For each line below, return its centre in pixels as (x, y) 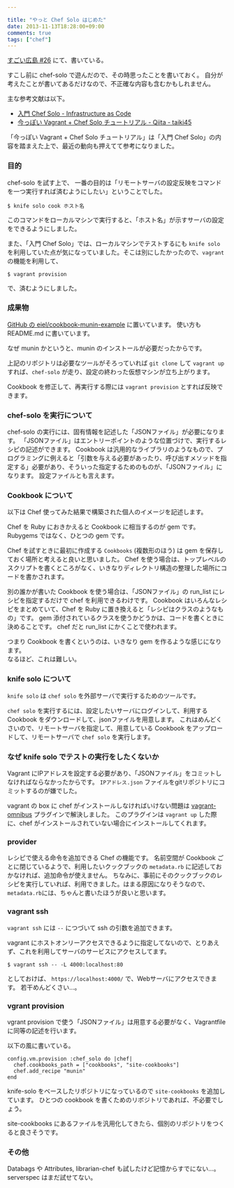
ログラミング (25, 458)
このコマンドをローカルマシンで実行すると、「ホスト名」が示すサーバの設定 (116, 220)
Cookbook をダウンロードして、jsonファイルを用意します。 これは (103, 719)
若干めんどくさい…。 (51, 987)
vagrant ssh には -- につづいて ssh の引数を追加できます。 (92, 927)
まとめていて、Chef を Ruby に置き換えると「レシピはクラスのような (118, 609)
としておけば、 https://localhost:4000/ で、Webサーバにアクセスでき (109, 979)
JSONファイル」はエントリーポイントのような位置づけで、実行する (124, 441)
